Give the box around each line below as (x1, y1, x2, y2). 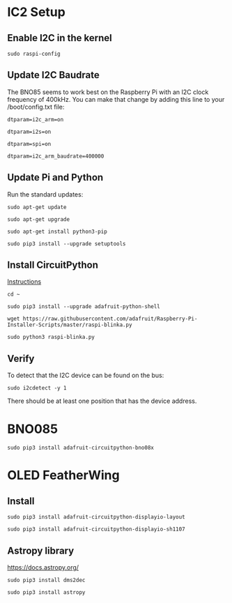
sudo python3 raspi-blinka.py (7, 334, 95, 341)
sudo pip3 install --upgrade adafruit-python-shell (7, 303, 160, 310)
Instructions (7, 277, 42, 286)
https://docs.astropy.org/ (7, 563, 79, 572)
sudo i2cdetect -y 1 (7, 385, 68, 392)
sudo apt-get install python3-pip (7, 228, 108, 235)
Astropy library (7, 544, 75, 556)
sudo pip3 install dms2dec (7, 577, 86, 583)
